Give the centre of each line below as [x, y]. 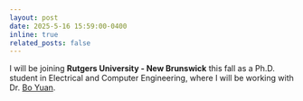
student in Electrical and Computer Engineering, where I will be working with [151, 78]
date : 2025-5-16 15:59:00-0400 [68, 26]
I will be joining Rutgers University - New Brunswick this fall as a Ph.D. [142, 69]
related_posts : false [50, 43]
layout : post [34, 18]
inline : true [34, 34]
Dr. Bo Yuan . [33, 87]
